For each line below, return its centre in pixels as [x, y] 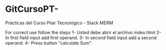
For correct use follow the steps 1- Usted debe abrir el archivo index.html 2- [83, 32]
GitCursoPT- [32, 9]
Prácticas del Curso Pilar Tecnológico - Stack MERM [59, 23]
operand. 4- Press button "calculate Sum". [49, 43]
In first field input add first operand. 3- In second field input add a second [81, 38]
